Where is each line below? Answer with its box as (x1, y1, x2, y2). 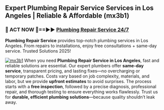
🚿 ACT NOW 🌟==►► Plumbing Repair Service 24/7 (5, 27, 129, 33)
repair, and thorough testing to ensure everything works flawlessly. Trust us (5, 88, 158, 95)
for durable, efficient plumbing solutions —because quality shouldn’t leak (5, 94, 155, 100)
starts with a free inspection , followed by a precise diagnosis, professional (5, 83, 157, 89)
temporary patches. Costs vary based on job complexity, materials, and (5, 73, 150, 79)
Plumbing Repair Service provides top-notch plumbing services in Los (5, 37, 148, 43)
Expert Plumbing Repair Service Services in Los (5, 4, 154, 12)
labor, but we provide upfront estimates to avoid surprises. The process (5, 78, 152, 84)
